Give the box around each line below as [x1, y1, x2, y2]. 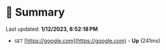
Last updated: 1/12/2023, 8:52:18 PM [5, 25, 98, 33]
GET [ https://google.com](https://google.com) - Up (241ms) [14, 37, 161, 44]
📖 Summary [5, 5, 65, 19]
